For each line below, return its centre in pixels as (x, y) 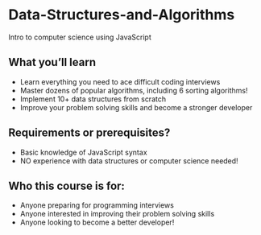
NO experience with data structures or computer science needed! (129, 161)
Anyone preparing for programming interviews (97, 205)
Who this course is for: (66, 186)
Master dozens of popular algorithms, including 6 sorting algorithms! (134, 90)
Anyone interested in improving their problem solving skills (117, 214)
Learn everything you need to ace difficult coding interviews (120, 81)
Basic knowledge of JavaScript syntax (83, 152)
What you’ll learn (52, 62)
